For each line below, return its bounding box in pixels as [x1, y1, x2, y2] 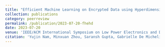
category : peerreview [5, 16, 50, 21]
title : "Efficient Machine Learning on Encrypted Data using [5, 7, 133, 12]
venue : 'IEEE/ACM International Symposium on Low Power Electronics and [5, 30, 157, 35]
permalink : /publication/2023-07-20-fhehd [5, 21, 93, 26]
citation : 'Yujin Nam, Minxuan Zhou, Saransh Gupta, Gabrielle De [5, 35, 144, 40]
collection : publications [5, 12, 58, 17]
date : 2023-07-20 [5, 25, 41, 30]
